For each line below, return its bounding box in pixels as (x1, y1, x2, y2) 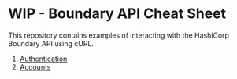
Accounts (19, 62, 51, 71)
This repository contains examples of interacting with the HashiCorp (8, 31, 230, 40)
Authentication (19, 54, 68, 63)
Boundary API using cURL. (8, 38, 94, 48)
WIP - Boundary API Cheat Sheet (8, 5, 227, 23)
